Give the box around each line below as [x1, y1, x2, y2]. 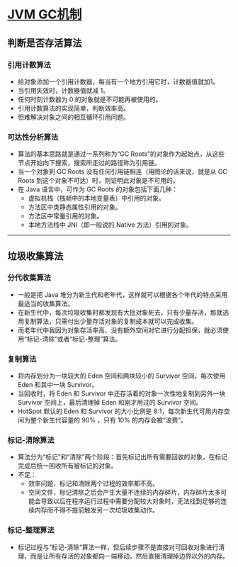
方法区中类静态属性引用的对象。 [28, 203, 122, 211]
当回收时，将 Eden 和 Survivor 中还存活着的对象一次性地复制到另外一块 [17, 389, 226, 398]
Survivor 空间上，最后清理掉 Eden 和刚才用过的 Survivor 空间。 [17, 398, 203, 407]
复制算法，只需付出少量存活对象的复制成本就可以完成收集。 [23, 317, 198, 325]
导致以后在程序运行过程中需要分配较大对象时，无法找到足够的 [40, 497, 221, 505]
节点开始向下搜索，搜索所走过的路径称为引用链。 [17, 159, 161, 167]
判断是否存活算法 [7, 37, 82, 49]
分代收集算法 [7, 273, 52, 283]
